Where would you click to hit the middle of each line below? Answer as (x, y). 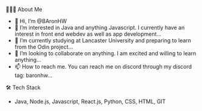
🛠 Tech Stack (23, 87)
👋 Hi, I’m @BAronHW (41, 21)
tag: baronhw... (33, 75)
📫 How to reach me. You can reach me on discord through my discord (103, 66)
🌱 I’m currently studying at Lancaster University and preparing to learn (103, 40)
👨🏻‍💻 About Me (24, 9)
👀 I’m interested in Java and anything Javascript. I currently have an (99, 28)
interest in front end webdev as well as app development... (88, 34)
